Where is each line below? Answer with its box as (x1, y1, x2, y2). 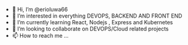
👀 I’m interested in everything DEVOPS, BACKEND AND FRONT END (12, 12, 183, 19)
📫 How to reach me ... (12, 32, 69, 39)
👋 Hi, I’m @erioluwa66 (12, 6, 68, 13)
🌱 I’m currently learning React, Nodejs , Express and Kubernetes (12, 19, 173, 26)
